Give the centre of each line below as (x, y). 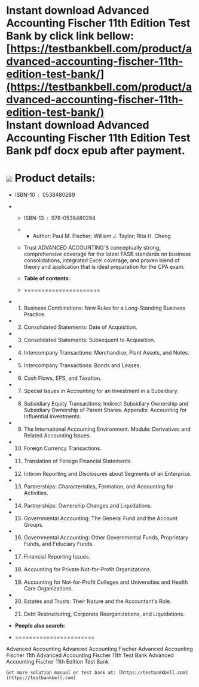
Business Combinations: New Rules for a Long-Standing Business (105, 308)
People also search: (40, 626)
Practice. (35, 314)
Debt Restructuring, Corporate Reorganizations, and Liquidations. (104, 614)
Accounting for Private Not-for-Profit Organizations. (88, 569)
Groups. (33, 525)
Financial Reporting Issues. (57, 557)
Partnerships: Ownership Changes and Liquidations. (88, 506)
